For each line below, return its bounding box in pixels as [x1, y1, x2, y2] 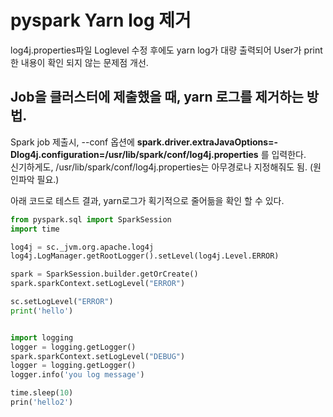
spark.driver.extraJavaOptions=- [136, 136, 279, 148]
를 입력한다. [260, 148, 307, 160]
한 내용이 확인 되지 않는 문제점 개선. [10, 56, 149, 68]
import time [10, 224, 60, 234]
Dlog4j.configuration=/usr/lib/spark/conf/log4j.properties [10, 148, 259, 160]
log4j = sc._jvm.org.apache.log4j [10, 242, 155, 252]
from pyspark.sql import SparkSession [10, 214, 172, 225]
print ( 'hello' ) [10, 306, 74, 316]
